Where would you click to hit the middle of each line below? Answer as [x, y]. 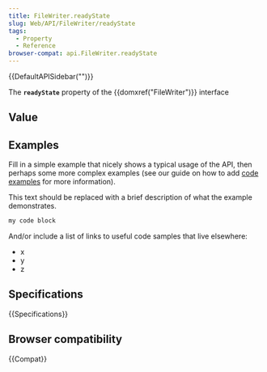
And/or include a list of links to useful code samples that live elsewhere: [128, 236]
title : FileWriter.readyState [59, 16]
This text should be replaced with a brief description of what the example [130, 197]
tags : [17, 31]
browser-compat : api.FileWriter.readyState [83, 53]
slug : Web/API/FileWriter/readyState [72, 23]
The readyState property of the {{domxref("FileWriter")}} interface [119, 92]
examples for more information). [62, 182]
